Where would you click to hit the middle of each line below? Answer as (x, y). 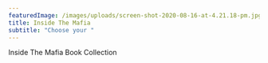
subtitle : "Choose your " (51, 30)
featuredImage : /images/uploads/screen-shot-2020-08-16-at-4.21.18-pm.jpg (135, 15)
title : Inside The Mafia (49, 23)
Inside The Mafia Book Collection (63, 53)
